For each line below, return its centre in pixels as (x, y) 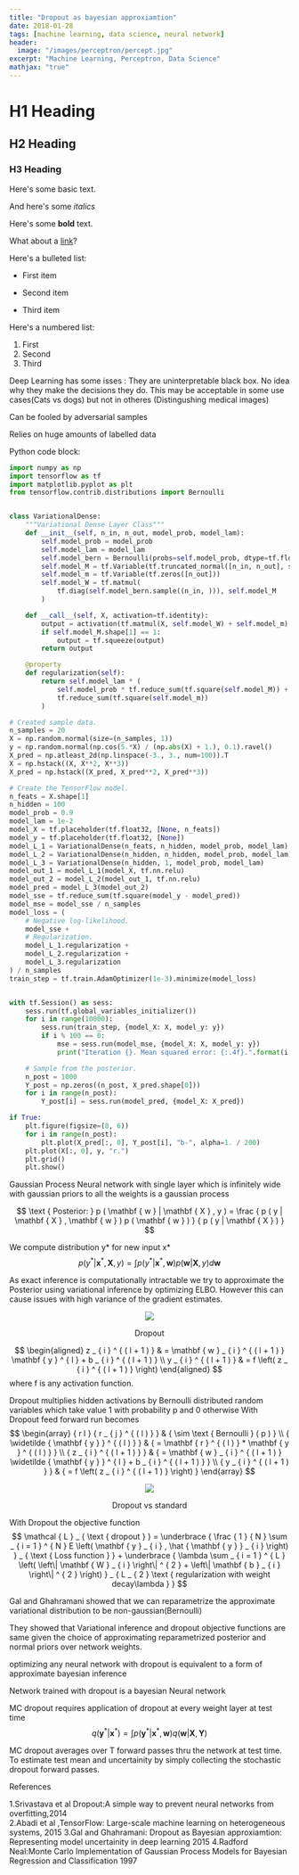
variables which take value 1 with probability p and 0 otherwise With (133, 1410)
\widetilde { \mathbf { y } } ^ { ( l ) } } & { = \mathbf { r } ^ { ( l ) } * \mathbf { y (149, 1443)
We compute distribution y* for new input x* (90, 1247)
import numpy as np (45, 468)
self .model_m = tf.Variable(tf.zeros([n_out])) (131, 575)
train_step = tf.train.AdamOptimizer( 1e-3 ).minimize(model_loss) (133, 979)
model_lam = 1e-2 (41, 821)
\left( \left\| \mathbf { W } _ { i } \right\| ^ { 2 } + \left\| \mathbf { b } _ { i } (149, 1565)
